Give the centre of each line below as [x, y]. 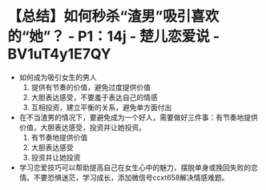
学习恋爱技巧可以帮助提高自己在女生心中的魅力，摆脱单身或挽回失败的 [135, 167]
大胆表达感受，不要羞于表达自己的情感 [94, 97]
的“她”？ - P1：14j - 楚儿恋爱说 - [114, 36]
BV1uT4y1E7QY [59, 54]
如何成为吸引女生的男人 [58, 77]
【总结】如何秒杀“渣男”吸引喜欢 [113, 16]
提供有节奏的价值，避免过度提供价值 [91, 87]
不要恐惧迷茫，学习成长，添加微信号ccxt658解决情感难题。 [131, 177]
